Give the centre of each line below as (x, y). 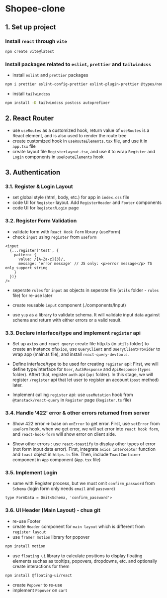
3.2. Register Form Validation (41, 221)
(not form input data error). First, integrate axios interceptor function (84, 449)
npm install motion (25, 546)
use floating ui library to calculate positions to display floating (77, 556)
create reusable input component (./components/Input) (69, 305)
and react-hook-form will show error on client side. (64, 434)
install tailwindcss (31, 94)
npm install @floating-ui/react (39, 575)
